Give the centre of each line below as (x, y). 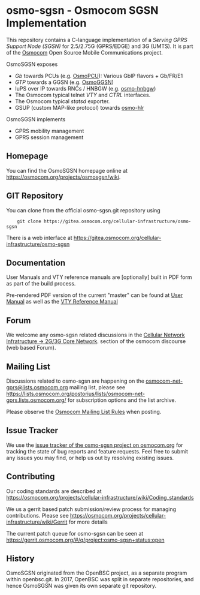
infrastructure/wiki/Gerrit (37, 522)
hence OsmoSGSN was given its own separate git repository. (81, 586)
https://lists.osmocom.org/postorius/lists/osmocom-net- (76, 394)
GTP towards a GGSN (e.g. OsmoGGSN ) (64, 82)
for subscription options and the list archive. (122, 400)
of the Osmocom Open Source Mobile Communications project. (84, 52)
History (20, 559)
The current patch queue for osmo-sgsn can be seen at (75, 533)
